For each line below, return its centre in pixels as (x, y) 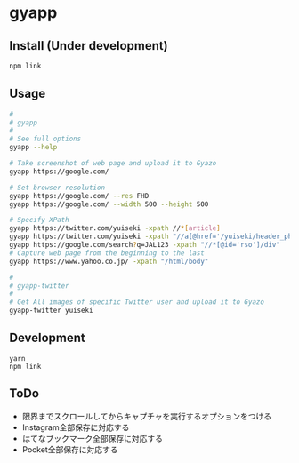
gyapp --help (33, 148)
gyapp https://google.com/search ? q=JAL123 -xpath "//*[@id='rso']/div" (145, 245)
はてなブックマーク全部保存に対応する (92, 438)
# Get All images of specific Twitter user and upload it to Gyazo (137, 302)
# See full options (45, 139)
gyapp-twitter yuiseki (51, 311)
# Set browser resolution (57, 188)
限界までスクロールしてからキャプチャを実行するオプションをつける (147, 416)
